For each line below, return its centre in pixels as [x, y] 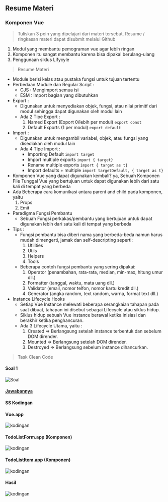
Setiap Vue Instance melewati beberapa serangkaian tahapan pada [90, 304]
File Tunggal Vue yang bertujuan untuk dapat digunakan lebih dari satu [86, 181]
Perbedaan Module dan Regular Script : [53, 84]
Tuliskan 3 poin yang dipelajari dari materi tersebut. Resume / [81, 34]
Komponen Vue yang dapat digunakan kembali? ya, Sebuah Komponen [86, 176]
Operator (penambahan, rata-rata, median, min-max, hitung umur [95, 272]
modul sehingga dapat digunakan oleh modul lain [71, 111]
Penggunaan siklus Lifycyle [41, 60]
